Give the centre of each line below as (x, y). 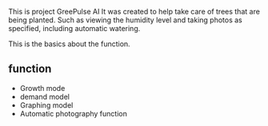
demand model (45, 96)
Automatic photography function (74, 113)
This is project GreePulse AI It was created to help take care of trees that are (134, 12)
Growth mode (42, 88)
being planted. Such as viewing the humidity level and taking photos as (125, 20)
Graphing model (46, 105)
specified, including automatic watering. (74, 28)
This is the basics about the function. (69, 44)
